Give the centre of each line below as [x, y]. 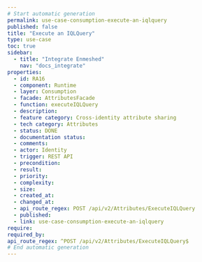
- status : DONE [36, 131]
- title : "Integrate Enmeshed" [59, 59]
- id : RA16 [29, 79]
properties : [24, 72]
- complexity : [34, 182]
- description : [36, 111]
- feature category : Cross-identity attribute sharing [95, 117]
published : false [33, 27]
